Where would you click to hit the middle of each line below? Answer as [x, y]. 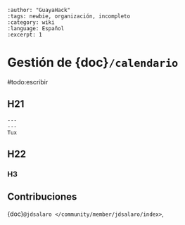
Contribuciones [42, 197]
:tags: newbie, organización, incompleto [69, 16]
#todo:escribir [28, 82]
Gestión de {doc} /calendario [93, 63]
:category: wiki [31, 22]
